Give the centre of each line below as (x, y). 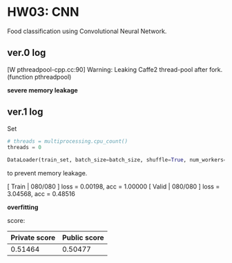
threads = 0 (24, 148)
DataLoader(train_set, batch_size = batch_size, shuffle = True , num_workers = (117, 160)
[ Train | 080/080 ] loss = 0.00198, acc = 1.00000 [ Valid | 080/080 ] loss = (114, 186)
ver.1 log (25, 112)
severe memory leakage (42, 90)
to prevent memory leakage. (47, 173)
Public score (83, 237)
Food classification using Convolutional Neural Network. (87, 31)
